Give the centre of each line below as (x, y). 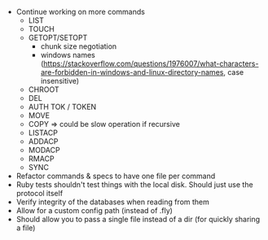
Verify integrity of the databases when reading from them (113, 202)
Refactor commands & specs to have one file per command (116, 176)
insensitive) (60, 81)
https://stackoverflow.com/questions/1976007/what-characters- (151, 63)
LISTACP (43, 133)
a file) (26, 228)
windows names (68, 55)
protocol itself (40, 193)
